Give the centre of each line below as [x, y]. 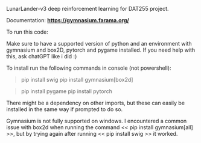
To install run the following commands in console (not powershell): [89, 68]
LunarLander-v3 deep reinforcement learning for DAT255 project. [88, 9]
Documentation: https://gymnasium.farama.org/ [68, 20]
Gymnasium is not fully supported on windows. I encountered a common [97, 121]
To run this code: [27, 32]
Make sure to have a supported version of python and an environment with [99, 44]
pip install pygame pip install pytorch [67, 91]
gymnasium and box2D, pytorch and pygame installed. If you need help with [101, 50]
